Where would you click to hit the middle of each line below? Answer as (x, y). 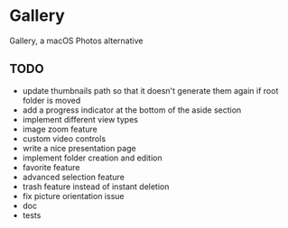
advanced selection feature (73, 177)
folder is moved (51, 100)
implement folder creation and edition (92, 158)
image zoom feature (60, 129)
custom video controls (64, 138)
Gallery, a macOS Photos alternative (76, 41)
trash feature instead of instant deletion (96, 187)
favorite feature (51, 167)
